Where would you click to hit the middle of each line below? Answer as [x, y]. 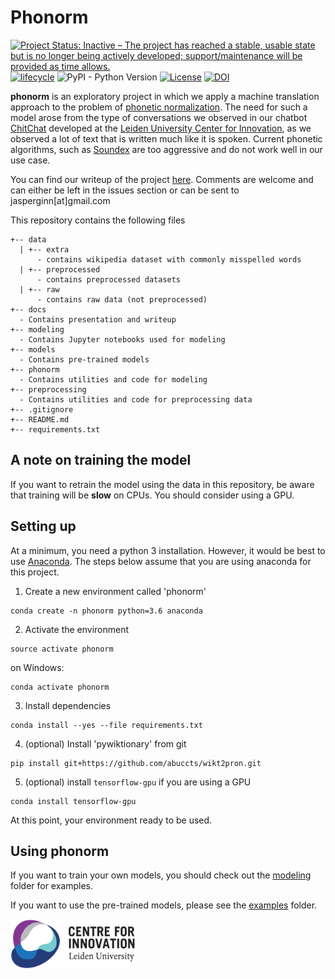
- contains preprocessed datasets [109, 279]
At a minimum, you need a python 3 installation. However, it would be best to [168, 550]
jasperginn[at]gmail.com [60, 200]
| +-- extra [44, 249]
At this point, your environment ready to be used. [111, 820]
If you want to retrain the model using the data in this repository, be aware [162, 484]
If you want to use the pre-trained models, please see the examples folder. [164, 905]
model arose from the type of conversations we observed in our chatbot [159, 117]
